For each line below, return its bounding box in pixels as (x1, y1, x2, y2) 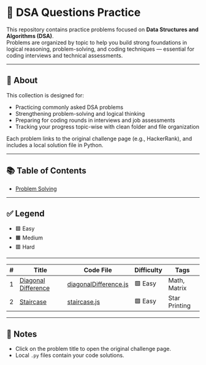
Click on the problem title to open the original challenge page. (15, 345, 172, 353)
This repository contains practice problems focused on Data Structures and (6, 26, 199, 33)
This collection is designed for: (6, 91, 85, 99)
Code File (83, 266, 112, 274)
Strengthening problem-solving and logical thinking (15, 110, 145, 117)
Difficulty (134, 266, 162, 274)
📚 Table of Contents (6, 165, 87, 176)
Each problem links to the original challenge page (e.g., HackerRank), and (6, 135, 193, 142)
